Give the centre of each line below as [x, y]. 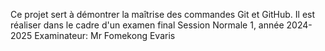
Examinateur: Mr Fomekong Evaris [105, 35]
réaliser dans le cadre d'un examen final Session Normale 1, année [147, 25]
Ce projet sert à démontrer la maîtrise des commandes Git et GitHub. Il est [163, 14]
